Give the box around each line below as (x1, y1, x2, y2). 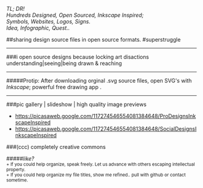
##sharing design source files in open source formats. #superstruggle (6, 36, 181, 43)
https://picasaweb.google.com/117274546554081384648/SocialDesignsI (14, 125, 197, 132)
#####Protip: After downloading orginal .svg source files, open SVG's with (6, 77, 192, 84)
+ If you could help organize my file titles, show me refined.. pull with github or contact (6, 172, 186, 178)
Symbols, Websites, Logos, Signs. (6, 18, 91, 25)
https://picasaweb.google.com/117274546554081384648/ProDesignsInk (14, 113, 196, 119)
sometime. (6, 177, 28, 183)
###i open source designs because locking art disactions (6, 54, 149, 60)
